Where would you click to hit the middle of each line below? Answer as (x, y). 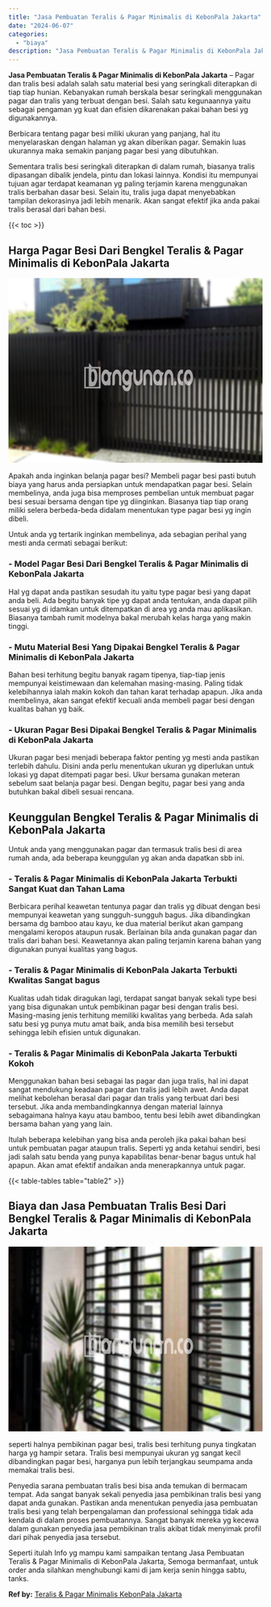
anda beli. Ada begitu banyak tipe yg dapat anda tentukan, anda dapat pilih (133, 600)
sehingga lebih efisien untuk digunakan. (75, 1032)
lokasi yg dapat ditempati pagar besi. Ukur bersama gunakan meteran (124, 774)
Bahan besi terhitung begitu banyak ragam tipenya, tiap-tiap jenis (117, 675)
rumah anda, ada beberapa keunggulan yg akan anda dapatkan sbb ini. (126, 858)
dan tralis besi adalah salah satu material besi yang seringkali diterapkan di (133, 84)
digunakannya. (33, 118)
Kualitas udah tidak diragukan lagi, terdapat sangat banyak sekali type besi (132, 998)
